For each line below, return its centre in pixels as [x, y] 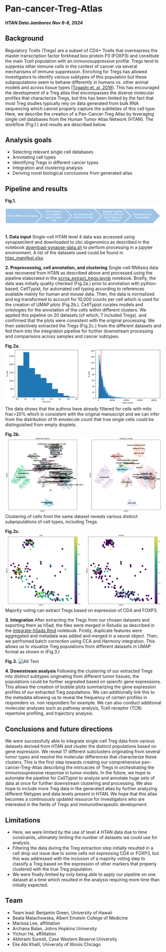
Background [24, 39]
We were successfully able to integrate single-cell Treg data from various [80, 741]
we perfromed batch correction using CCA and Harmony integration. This [80, 641]
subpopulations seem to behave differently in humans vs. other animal [77, 82]
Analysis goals [28, 140]
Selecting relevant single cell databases [53, 152]
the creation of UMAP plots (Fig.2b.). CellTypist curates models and [74, 305]
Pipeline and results [36, 189]
